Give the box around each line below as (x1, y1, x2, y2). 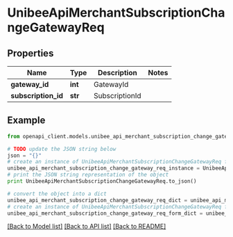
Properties (7, 47, 54, 59)
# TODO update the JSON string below (7, 145, 116, 152)
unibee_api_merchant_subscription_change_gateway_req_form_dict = (7, 210, 203, 217)
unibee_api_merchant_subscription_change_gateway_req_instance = (7, 165, 200, 172)
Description (97, 68, 137, 77)
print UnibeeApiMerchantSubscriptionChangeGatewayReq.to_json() (7, 178, 197, 185)
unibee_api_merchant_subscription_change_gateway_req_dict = (7, 197, 188, 204)
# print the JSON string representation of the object (7, 172, 169, 179)
